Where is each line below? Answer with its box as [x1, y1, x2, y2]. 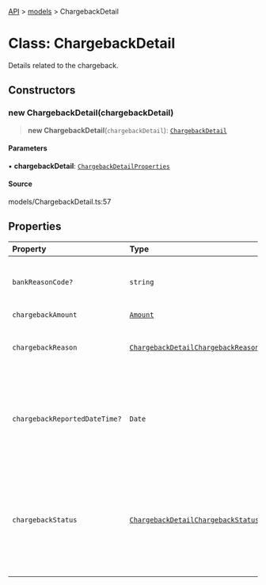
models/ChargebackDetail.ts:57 [8, 197, 112, 207]
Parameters [8, 143, 47, 153]
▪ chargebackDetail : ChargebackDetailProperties [8, 161, 170, 170]
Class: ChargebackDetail [8, 35, 176, 52]
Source [8, 179, 33, 189]
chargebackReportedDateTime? [12, 414, 122, 423]
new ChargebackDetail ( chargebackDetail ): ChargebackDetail [27, 125, 227, 135]
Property [12, 243, 47, 254]
